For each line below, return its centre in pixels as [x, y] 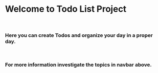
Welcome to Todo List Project [66, 9]
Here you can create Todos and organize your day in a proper [79, 35]
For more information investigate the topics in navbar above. [79, 65]
